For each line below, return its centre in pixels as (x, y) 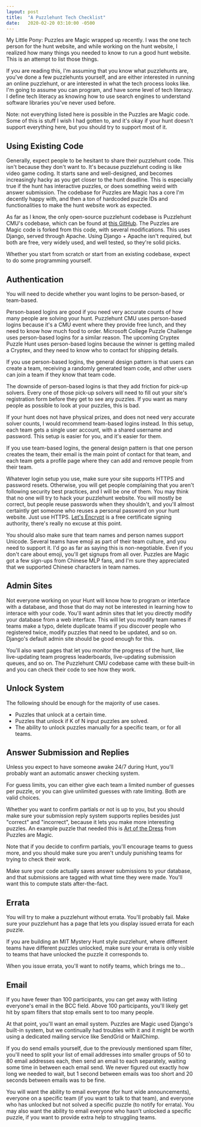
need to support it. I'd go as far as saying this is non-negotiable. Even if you (100, 548)
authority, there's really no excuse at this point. (64, 523)
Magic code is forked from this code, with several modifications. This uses (98, 230)
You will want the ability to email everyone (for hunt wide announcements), (98, 1092)
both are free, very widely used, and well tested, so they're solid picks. (94, 243)
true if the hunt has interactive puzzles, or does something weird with (92, 186)
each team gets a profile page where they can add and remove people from (100, 461)
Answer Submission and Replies (68, 753)
